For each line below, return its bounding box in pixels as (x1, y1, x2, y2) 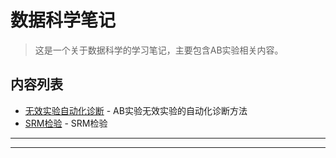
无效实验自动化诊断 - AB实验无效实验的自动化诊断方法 (24, 104, 248, 116)
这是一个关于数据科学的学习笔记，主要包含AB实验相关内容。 (34, 44, 284, 56)
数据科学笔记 (10, 9, 117, 32)
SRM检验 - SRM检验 (24, 117, 108, 129)
